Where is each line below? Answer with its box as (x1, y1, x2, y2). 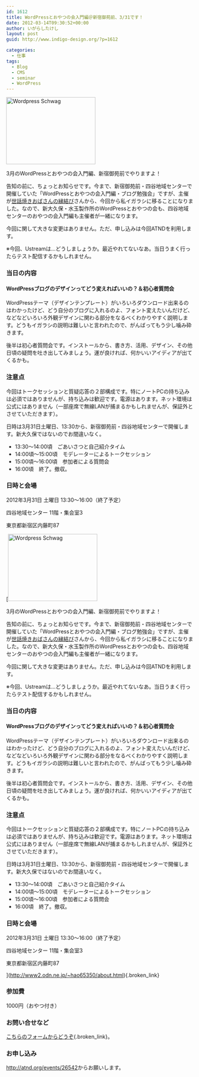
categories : (6, 47, 36, 54)
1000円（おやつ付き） (6, 1002, 61, 1009)
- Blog (11, 64, 28, 70)
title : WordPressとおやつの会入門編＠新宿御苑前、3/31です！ (6, 14, 144, 20)
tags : (6, 58, 20, 64)
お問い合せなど (6, 1018, 49, 1026)
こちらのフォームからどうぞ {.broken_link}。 (6, 1033, 113, 1041)
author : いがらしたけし (6, 25, 59, 32)
